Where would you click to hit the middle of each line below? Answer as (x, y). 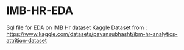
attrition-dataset (27, 40)
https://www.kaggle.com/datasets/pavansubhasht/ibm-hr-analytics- (92, 34)
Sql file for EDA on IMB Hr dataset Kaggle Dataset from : (77, 27)
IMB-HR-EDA (40, 11)
